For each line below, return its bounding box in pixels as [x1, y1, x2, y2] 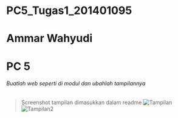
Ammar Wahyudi [6, 32, 93, 46]
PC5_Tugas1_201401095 [6, 4, 132, 18]
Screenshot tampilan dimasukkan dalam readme [21, 99, 142, 106]
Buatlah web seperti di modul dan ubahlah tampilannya [6, 80, 146, 87]
